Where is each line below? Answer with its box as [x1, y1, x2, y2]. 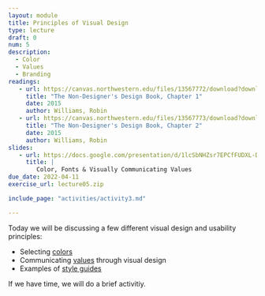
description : [8, 48, 51, 56]
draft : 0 [8, 33, 37, 42]
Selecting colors [19, 246, 73, 257]
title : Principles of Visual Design [8, 19, 129, 27]
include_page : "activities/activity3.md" [8, 194, 147, 202]
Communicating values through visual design [19, 255, 167, 264]
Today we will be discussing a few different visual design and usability [8, 223, 237, 233]
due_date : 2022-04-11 [8, 173, 80, 182]
